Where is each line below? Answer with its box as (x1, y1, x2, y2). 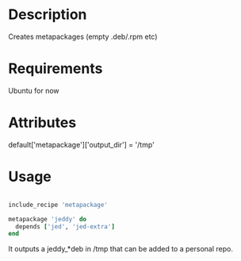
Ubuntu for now (8, 86, 59, 95)
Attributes (8, 113, 77, 132)
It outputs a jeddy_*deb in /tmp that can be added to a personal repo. (8, 244, 234, 254)
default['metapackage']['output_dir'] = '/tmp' (8, 140, 155, 149)
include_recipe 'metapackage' (8, 201, 109, 209)
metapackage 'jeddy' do (8, 215, 87, 223)
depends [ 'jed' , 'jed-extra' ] (15, 222, 115, 231)
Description (8, 6, 87, 24)
